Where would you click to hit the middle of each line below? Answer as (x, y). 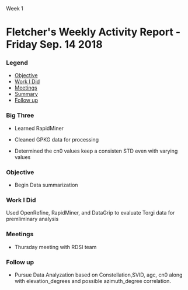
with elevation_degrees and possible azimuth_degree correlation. (93, 281)
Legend (17, 63)
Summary (26, 94)
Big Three (20, 115)
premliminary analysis (32, 219)
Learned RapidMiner (39, 128)
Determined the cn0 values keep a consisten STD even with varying (96, 151)
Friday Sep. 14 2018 (55, 45)
